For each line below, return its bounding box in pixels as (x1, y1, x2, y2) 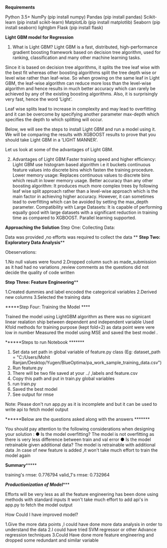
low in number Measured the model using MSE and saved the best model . (5, 330, 158, 335)
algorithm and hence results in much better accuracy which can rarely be (5, 86, 156, 92)
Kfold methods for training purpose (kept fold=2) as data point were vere (5, 324, 155, 330)
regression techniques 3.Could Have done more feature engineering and (5, 532, 154, 537)
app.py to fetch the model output (5, 502, 73, 507)
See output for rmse (12, 391, 54, 397)
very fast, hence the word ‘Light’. (5, 96, 73, 102)
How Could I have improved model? (5, 511, 78, 517)
